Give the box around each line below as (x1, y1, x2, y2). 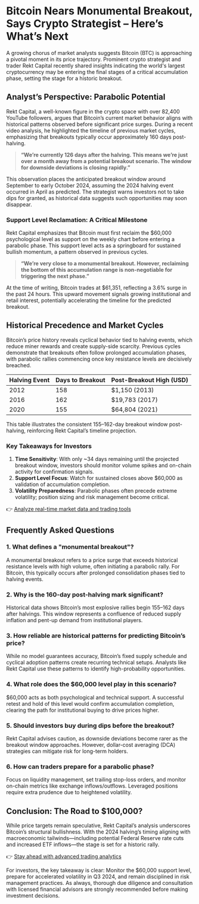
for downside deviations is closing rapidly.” (20, 164, 131, 171)
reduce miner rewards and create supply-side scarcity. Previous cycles (6, 342, 181, 350)
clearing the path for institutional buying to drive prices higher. (6, 706, 160, 714)
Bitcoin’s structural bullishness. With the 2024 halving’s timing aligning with (6, 828, 191, 835)
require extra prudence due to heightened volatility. (6, 789, 132, 796)
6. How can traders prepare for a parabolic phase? (6, 762, 154, 771)
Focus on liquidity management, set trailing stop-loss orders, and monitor (6, 776, 186, 783)
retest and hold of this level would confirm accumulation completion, (6, 700, 175, 707)
